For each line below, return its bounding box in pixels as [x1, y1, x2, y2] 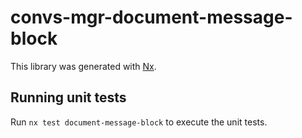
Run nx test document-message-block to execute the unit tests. [10, 116, 268, 128]
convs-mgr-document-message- [10, 6, 293, 29]
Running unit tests [10, 89, 127, 106]
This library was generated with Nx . [10, 60, 157, 72]
